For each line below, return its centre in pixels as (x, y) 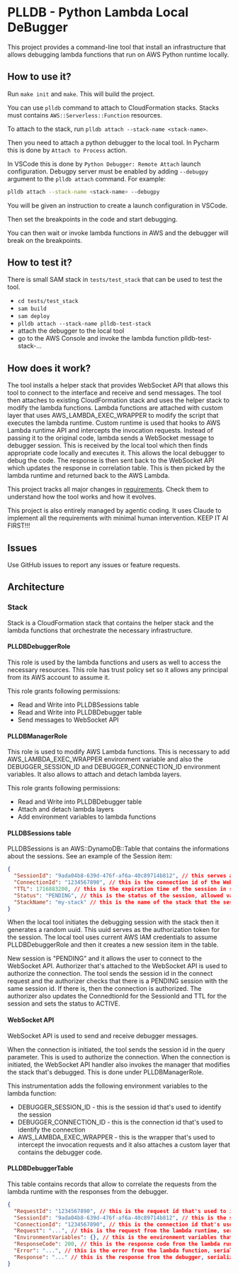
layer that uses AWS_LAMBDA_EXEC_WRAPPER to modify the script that (113, 416)
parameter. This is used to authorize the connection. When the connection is (119, 1057)
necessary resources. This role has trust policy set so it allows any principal (118, 669)
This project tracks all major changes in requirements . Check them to (108, 489)
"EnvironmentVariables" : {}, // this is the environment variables (115, 1238)
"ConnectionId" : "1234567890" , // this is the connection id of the (117, 882)
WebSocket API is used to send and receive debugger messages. (103, 1035)
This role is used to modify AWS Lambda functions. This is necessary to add (119, 752)
